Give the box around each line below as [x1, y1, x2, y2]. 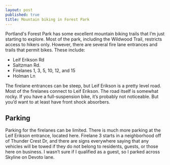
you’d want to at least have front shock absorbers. [5, 99, 111, 105]
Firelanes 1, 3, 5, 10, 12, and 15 [12, 68, 76, 74]
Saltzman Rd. [12, 62, 41, 69]
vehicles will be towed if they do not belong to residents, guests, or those [5, 143, 158, 150]
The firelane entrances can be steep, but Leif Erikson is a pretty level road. [5, 83, 161, 89]
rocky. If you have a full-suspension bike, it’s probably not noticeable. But [5, 93, 159, 100]
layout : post [5, 7, 33, 13]
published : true [5, 12, 40, 17]
